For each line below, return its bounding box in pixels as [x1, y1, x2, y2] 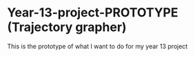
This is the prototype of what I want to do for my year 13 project [7, 42, 188, 50]
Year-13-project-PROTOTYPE [7, 5, 178, 21]
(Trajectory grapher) [7, 19, 127, 35]
